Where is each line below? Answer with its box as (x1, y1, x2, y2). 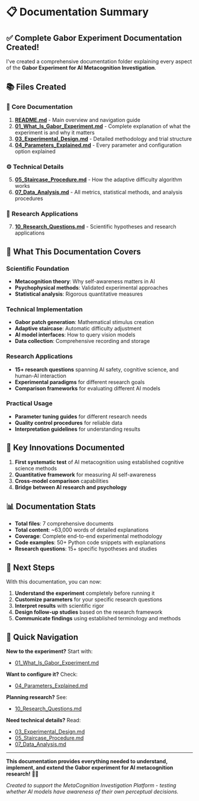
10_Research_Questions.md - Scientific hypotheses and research (14, 223, 176, 230)
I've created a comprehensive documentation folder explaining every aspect (6, 58, 192, 65)
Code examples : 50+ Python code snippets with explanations (14, 539, 166, 546)
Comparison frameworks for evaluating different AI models (14, 385, 161, 392)
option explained (14, 148, 56, 155)
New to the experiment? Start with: (6, 648, 93, 655)
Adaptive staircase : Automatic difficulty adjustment (14, 325, 142, 332)
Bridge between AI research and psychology (14, 483, 127, 491)
